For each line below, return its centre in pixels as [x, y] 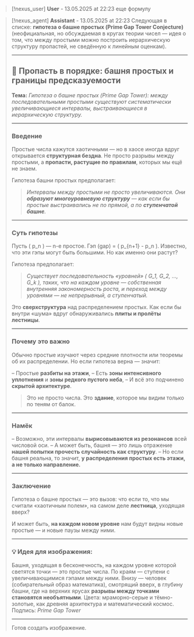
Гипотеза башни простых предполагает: [63, 180]
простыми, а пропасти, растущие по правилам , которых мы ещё [97, 162]
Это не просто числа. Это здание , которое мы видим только [105, 398]
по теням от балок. [51, 404]
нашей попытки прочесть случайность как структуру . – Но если [97, 451]
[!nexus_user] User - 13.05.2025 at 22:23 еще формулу [81, 9]
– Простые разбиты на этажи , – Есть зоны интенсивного [86, 373]
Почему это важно [41, 341]
